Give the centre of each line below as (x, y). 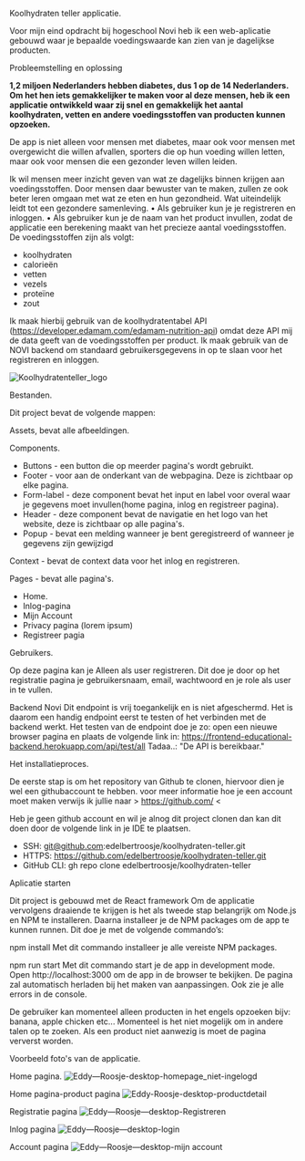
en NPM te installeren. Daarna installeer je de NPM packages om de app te (149, 920)
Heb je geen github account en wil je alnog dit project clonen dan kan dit (146, 819)
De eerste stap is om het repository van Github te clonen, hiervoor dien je (147, 782)
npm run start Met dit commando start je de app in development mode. (142, 965)
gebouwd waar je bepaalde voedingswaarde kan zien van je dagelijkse (142, 41)
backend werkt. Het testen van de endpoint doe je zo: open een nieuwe (143, 727)
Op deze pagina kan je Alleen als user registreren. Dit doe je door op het (145, 670)
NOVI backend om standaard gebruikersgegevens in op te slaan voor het (146, 350)
